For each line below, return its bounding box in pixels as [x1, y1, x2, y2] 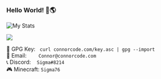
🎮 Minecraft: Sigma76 [6, 66, 61, 73]
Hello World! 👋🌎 [6, 6, 56, 14]
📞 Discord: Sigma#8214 [6, 58, 65, 66]
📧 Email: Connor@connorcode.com [6, 52, 97, 59]
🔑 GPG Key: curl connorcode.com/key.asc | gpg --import [6, 45, 155, 53]
